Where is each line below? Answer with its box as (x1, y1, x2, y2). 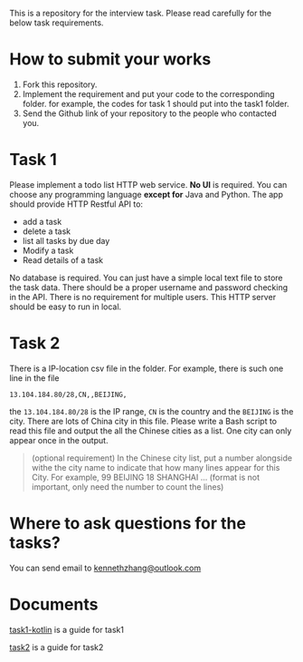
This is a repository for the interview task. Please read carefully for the (9, 8, 272, 18)
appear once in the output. (9, 434, 109, 445)
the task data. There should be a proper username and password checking (9, 281, 288, 293)
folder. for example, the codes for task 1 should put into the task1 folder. (22, 98, 289, 109)
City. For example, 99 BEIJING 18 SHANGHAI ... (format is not (31, 472, 260, 482)
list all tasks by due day (22, 235, 110, 246)
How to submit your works (9, 49, 212, 70)
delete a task (22, 226, 71, 237)
